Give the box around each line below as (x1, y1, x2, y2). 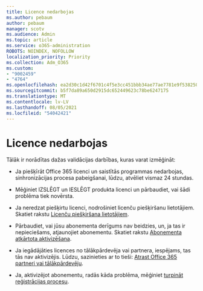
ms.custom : (6, 65, 34, 71)
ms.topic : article (6, 37, 53, 43)
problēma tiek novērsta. (14, 192, 74, 200)
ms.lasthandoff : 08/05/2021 (6, 104, 77, 111)
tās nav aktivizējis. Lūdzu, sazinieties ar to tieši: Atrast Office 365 (14, 253, 177, 261)
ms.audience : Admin (6, 31, 56, 38)
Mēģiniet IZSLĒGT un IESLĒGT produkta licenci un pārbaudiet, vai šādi (14, 186, 190, 194)
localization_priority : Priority (6, 54, 91, 60)
